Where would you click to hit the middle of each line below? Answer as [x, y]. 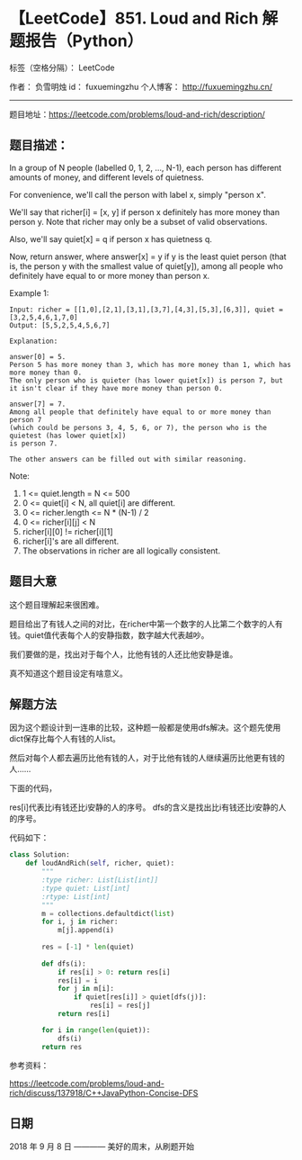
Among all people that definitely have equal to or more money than [140, 412]
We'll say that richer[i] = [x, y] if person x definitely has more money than [145, 211]
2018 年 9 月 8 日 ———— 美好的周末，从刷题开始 [102, 1147]
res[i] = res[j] [120, 1006]
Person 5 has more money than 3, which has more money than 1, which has [151, 364]
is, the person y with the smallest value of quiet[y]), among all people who [146, 265]
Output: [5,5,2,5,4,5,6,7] [60, 325]
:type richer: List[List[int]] [100, 880]
